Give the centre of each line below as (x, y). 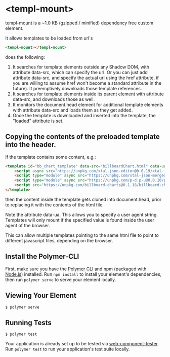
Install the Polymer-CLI (42, 257)
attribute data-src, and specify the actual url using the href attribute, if (86, 78)
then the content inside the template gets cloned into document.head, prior (83, 199)
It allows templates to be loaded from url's (49, 38)
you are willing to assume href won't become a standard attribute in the (87, 83)
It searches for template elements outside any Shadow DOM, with (81, 67)
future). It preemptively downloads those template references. (77, 88)
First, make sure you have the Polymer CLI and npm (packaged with (76, 269)
